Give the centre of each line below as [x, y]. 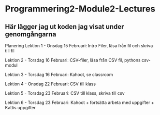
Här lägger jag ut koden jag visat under [65, 27]
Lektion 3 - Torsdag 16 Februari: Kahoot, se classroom [59, 75]
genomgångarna [31, 34]
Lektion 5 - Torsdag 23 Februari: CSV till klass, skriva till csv [65, 93]
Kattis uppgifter [21, 108]
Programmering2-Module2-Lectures [80, 9]
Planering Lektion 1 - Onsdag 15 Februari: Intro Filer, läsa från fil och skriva [79, 46]
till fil [10, 51]
